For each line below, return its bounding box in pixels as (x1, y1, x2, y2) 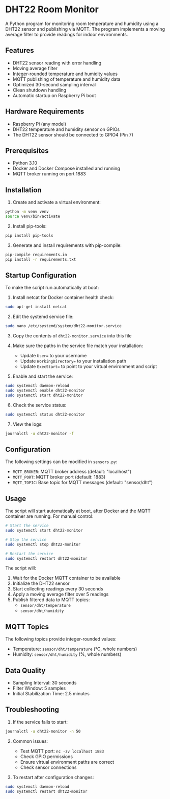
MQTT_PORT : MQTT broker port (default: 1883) (12, 474, 106, 480)
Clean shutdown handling (12, 87, 67, 93)
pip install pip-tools (5, 233, 53, 238)
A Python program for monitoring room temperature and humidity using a (5, 20, 159, 27)
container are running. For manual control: (5, 513, 94, 519)
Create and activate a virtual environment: (12, 199, 101, 206)
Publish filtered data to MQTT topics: (12, 597, 90, 603)
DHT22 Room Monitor (5, 4, 99, 15)
